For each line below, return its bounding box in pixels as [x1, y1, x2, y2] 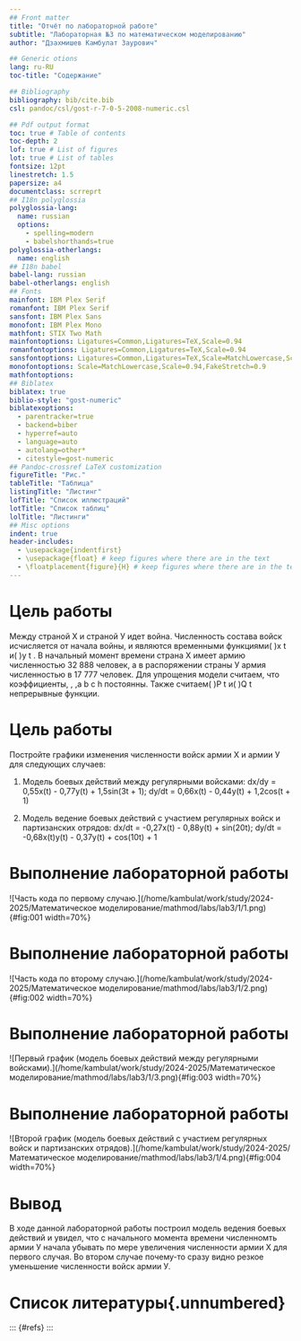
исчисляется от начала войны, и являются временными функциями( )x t [9, 640, 287, 651]
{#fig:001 [9, 912, 43, 923]
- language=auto [17, 437, 78, 446]
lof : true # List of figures [9, 145, 118, 154]
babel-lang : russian [9, 270, 87, 279]
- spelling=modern [25, 229, 94, 238]
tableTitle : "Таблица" [9, 479, 94, 488]
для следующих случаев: [9, 758, 106, 769]
